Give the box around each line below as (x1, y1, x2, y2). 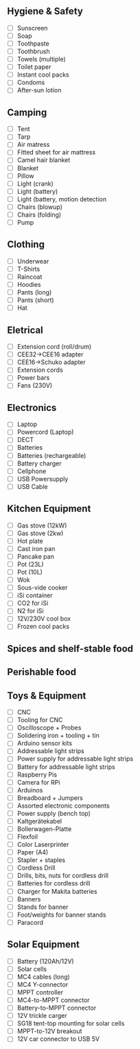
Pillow (16, 172, 34, 180)
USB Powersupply (16, 474, 69, 483)
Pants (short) (16, 296, 54, 304)
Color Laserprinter (16, 841, 69, 849)
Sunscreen (16, 23, 48, 32)
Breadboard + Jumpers (16, 793, 84, 802)
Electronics (7, 401, 57, 413)
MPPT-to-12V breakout (16, 1027, 82, 1035)
